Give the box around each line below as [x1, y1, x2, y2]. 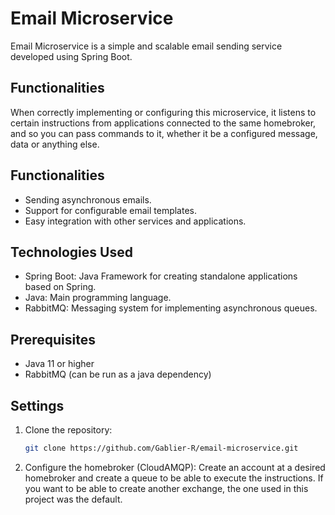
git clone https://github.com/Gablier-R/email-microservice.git [24, 443, 299, 453]
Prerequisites [10, 331, 96, 348]
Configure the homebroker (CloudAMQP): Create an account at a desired [24, 461, 326, 473]
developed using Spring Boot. [10, 50, 133, 62]
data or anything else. [10, 138, 100, 150]
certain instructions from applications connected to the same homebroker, [10, 117, 317, 129]
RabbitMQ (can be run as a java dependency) [24, 368, 212, 381]
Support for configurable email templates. [24, 204, 197, 216]
